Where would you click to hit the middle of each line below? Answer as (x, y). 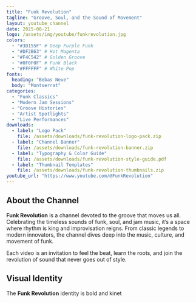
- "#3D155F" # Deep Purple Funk (53, 46)
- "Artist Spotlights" (40, 114)
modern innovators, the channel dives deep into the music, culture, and (96, 234)
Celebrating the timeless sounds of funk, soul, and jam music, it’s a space (98, 221)
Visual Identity (34, 278)
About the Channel (42, 200)
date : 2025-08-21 (28, 29)
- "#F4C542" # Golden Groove (49, 57)
